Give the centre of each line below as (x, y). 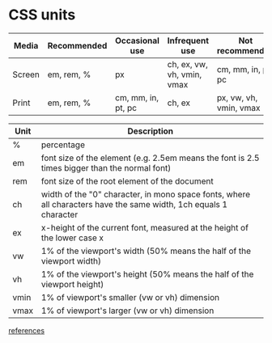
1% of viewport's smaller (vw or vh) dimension (130, 297)
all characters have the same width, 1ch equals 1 (134, 204)
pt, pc (126, 108)
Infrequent (188, 40)
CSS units (42, 15)
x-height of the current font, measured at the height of (145, 227)
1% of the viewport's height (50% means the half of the (147, 274)
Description (151, 131)
